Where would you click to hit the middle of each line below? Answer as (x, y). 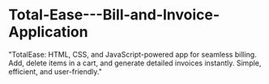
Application (48, 32)
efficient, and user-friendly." (56, 71)
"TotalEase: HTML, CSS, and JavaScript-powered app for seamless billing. (132, 54)
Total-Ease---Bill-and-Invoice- (114, 15)
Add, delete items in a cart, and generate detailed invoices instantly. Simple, (135, 63)
